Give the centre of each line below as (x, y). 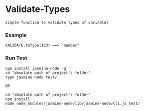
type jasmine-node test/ (31, 77)
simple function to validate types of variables (57, 22)
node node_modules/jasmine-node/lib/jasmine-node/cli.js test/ (73, 103)
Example (16, 35)
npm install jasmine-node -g (36, 68)
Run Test (16, 58)
